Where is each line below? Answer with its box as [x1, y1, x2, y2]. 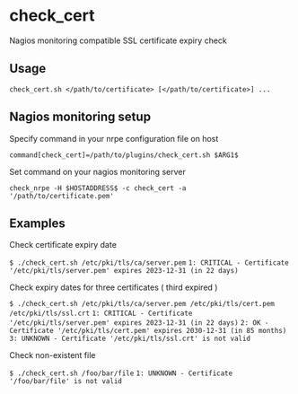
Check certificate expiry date [9, 240, 117, 250]
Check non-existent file [9, 350, 96, 361]
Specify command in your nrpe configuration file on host [9, 133, 219, 144]
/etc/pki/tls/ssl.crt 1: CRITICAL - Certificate [9, 309, 193, 319]
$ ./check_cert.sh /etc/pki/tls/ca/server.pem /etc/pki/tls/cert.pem [9, 300, 276, 309]
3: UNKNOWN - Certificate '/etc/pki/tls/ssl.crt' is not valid [9, 334, 251, 344]
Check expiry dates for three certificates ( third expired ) [9, 282, 218, 293]
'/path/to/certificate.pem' [9, 191, 115, 200]
